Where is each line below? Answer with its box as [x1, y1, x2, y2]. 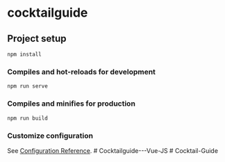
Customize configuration [7, 131, 94, 140]
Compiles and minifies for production [7, 99, 135, 108]
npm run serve [7, 83, 49, 90]
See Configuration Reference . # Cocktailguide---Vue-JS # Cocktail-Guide [7, 146, 219, 154]
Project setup [7, 33, 67, 44]
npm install [7, 51, 42, 58]
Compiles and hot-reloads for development [7, 67, 156, 76]
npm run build [7, 115, 49, 122]
